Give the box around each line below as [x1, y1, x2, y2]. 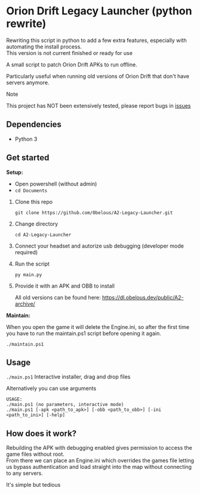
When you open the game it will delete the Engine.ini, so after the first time [6, 323, 190, 330]
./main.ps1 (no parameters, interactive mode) [6, 402, 124, 408]
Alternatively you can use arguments [6, 385, 97, 392]
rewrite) [6, 17, 47, 31]
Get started [6, 153, 50, 163]
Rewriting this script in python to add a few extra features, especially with [6, 36, 187, 44]
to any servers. [6, 469, 43, 477]
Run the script [14, 260, 50, 267]
